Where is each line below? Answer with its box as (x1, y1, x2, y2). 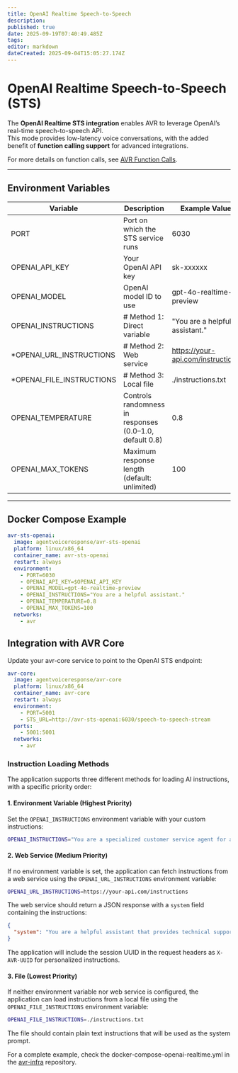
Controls (123, 390, 152, 400)
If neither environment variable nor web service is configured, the (7, 987, 199, 996)
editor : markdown (7, 43, 59, 50)
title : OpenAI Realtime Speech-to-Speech (7, 10, 132, 18)
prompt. (7, 1037, 30, 1045)
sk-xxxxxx (171, 262, 208, 272)
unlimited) (123, 482, 157, 492)
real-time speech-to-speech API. (7, 126, 104, 135)
